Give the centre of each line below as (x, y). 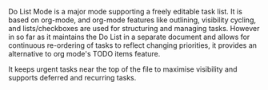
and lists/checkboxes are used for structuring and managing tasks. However (134, 28)
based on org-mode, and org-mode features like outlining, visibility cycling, (132, 20)
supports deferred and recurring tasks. (72, 78)
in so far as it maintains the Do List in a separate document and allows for (129, 37)
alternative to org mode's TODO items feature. (84, 54)
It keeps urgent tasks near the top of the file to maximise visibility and (123, 69)
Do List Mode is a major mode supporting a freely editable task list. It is (125, 12)
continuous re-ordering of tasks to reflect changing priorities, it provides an (133, 45)
